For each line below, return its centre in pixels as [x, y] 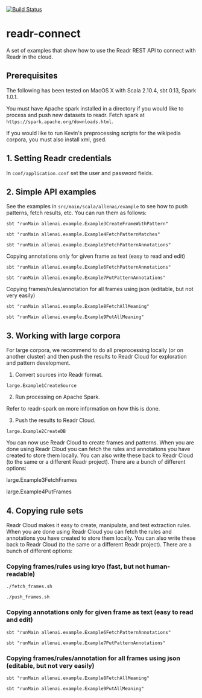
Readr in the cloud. [30, 57]
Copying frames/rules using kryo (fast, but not [76, 566]
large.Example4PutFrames [39, 491]
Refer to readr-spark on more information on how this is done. [83, 409]
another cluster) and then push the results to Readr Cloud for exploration [96, 357]
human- [158, 566]
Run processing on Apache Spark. [58, 397]
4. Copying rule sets [45, 511]
